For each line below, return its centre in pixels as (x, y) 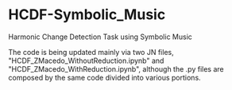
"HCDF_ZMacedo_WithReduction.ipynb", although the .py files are (116, 68)
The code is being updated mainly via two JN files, (91, 52)
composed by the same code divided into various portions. (104, 77)
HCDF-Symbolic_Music (87, 15)
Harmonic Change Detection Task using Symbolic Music (101, 37)
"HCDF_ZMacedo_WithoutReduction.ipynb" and (86, 61)
